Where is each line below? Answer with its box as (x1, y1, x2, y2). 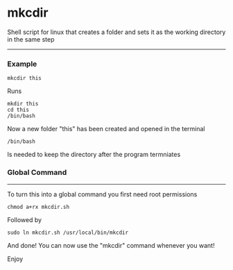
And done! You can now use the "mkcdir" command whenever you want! (7, 241, 215, 249)
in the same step (7, 35, 55, 43)
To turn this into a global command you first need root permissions (7, 189, 198, 199)
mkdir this (7, 101, 39, 108)
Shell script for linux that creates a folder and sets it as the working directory (7, 28, 226, 36)
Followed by (7, 215, 42, 223)
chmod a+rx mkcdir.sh (7, 203, 70, 210)
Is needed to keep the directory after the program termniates (7, 151, 181, 159)
